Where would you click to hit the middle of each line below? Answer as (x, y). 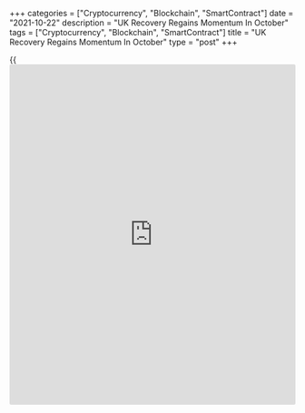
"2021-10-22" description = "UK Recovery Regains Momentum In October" (149, 23)
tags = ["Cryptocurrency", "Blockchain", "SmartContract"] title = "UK (138, 32)
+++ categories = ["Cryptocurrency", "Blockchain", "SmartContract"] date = (152, 13)
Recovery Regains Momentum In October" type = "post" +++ (123, 42)
